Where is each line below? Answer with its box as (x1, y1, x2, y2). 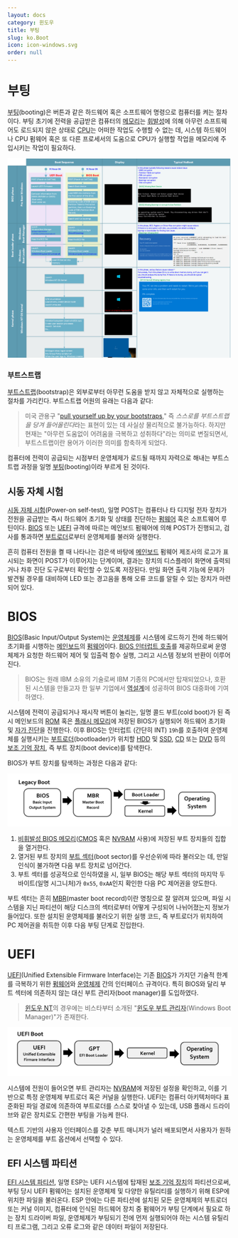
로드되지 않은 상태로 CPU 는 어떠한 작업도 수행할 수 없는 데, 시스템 (20, 125, 202, 134)
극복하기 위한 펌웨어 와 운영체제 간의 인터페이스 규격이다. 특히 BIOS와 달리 (14, 979, 219, 988)
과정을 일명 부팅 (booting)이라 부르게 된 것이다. (20, 463, 150, 471)
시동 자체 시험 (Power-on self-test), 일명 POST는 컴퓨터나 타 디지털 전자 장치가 (7, 505, 227, 514)
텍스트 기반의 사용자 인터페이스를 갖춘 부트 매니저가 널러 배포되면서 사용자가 (7, 1125, 218, 1134)
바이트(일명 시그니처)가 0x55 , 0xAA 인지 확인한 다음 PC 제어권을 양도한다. (17, 879, 218, 887)
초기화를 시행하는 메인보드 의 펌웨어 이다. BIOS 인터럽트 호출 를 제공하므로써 (7, 641, 214, 650)
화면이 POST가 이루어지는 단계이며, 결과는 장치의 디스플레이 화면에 (26, 556, 212, 564)
